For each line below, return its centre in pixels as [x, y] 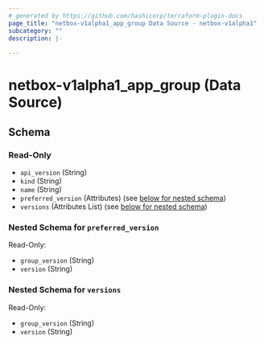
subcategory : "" [35, 31]
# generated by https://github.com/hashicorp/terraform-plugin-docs [126, 16]
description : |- [35, 38]
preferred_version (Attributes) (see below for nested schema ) [123, 198]
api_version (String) [53, 172]
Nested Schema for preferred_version [84, 227]
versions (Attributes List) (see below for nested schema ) [113, 207]
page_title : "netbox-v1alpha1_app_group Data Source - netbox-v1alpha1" [133, 23]
